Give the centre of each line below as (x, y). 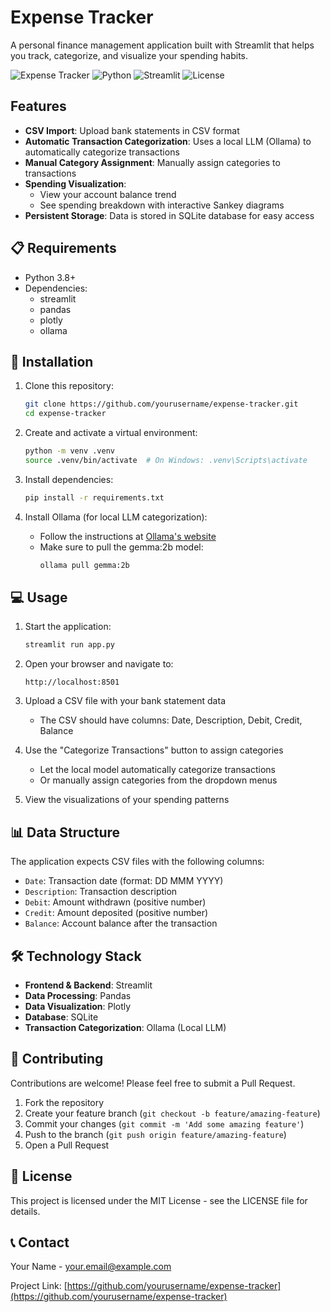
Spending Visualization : (75, 183)
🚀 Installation (52, 361)
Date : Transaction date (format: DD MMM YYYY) (124, 881)
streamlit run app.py (69, 645)
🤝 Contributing (57, 1059)
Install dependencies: (69, 479)
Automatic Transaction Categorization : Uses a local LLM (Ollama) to (168, 141)
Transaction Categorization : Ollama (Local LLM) (125, 1027)
